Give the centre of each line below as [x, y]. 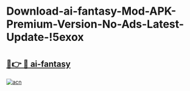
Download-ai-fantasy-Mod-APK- [91, 11]
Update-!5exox [45, 37]
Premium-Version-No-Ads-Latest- [95, 24]
